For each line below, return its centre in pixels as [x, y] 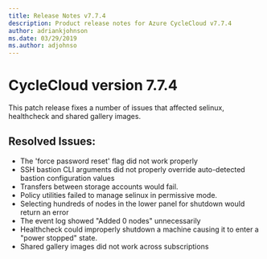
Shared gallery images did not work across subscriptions [114, 246]
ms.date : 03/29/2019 [43, 38]
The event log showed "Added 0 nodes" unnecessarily [110, 220]
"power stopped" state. [59, 237]
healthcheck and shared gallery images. [75, 117]
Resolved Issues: [52, 142]
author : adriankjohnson [48, 31]
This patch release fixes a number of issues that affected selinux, [117, 108]
